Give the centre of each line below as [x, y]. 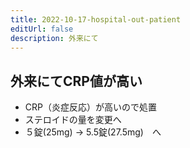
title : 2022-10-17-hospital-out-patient [96, 19]
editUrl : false [42, 29]
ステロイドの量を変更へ [73, 120]
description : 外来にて [54, 38]
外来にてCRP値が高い [76, 81]
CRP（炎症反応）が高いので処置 [90, 107]
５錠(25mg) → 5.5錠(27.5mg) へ [93, 132]
